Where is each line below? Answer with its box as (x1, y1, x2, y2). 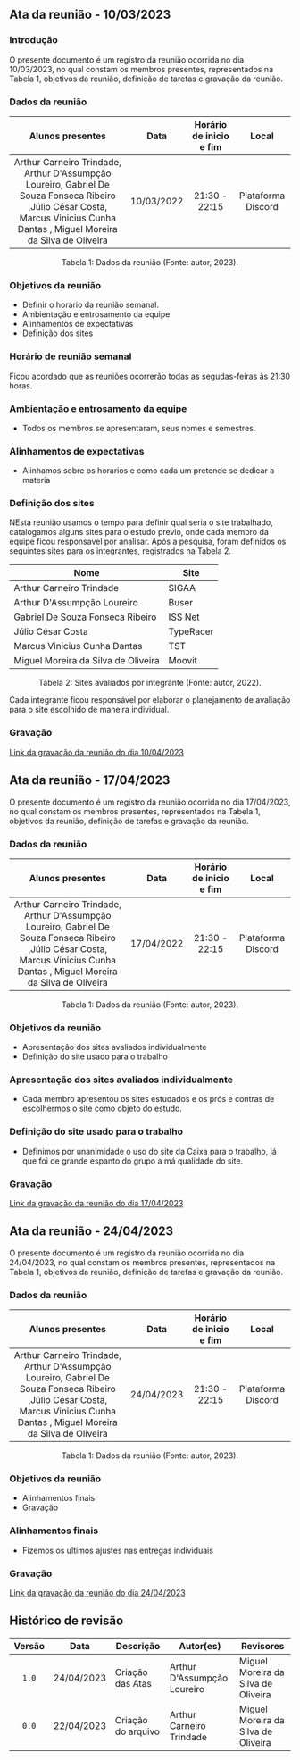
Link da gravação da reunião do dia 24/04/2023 (9, 1588, 186, 1598)
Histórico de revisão (9, 1614, 124, 1629)
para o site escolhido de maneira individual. (9, 705, 170, 715)
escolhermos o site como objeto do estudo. (21, 1103, 183, 1114)
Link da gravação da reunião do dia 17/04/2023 (9, 1198, 184, 1209)
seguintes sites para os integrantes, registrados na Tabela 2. (9, 546, 232, 556)
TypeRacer (168, 625, 214, 638)
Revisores (240, 1639, 285, 1652)
